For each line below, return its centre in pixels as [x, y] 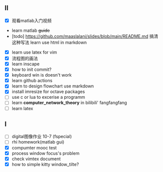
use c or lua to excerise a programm [49, 97]
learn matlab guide [31, 30]
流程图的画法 [25, 58]
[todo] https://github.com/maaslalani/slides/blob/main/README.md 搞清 [85, 36]
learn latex [22, 108]
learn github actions [32, 81]
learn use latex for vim [34, 52]
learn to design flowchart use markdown [53, 86]
